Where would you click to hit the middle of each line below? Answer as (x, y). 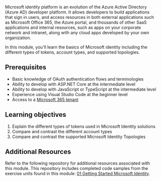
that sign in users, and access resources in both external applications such (80, 17)
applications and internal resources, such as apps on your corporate (73, 28)
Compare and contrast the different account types (62, 131)
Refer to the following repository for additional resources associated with (78, 163)
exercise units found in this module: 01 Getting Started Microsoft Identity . (78, 174)
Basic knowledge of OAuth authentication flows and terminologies (78, 79)
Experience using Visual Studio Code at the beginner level (70, 94)
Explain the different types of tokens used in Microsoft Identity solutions (84, 126)
